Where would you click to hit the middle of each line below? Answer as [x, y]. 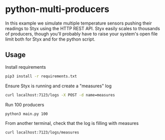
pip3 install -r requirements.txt [41, 76]
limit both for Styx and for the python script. [50, 39]
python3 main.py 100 [27, 114]
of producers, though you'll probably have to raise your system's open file [81, 34]
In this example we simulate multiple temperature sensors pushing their [79, 23]
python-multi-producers [57, 9]
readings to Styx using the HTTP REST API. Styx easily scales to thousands [82, 28]
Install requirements [25, 67]
